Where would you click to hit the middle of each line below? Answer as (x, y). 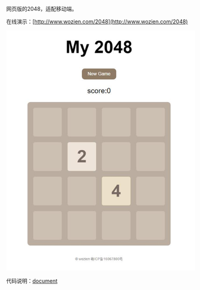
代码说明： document (32, 281)
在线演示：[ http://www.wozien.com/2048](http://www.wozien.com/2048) (97, 22)
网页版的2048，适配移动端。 (42, 9)
